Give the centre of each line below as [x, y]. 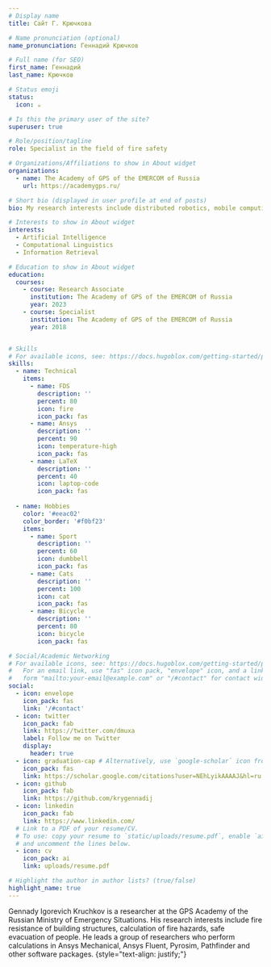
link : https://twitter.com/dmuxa [79, 731]
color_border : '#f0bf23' [65, 521]
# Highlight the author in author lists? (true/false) [102, 881]
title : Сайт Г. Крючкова [50, 23]
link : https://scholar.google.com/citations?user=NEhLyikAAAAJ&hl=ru [142, 776]
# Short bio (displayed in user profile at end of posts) [108, 200]
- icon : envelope [45, 693]
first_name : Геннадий [45, 68]
